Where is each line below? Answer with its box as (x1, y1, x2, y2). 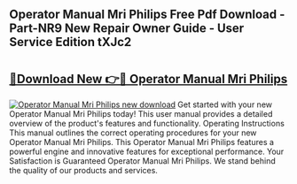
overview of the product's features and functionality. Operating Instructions (9, 119, 285, 128)
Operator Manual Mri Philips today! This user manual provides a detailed (9, 109, 273, 119)
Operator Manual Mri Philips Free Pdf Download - (9, 7, 285, 22)
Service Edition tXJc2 (9, 34, 132, 50)
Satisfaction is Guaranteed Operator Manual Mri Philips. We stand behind (9, 156, 277, 166)
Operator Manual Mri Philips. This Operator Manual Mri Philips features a (9, 137, 275, 147)
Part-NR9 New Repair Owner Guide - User (9, 21, 245, 36)
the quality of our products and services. (9, 165, 158, 175)
